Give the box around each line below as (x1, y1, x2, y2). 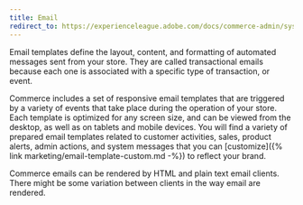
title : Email (9, 13, 59, 23)
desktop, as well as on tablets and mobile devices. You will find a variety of (9, 121, 289, 132)
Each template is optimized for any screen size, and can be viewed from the (9, 112, 291, 123)
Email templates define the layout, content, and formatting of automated (9, 46, 277, 57)
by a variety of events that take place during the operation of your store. (9, 102, 278, 113)
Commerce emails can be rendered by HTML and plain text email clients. (9, 168, 280, 179)
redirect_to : (9, 22, 59, 31)
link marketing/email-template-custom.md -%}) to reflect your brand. (9, 150, 266, 161)
